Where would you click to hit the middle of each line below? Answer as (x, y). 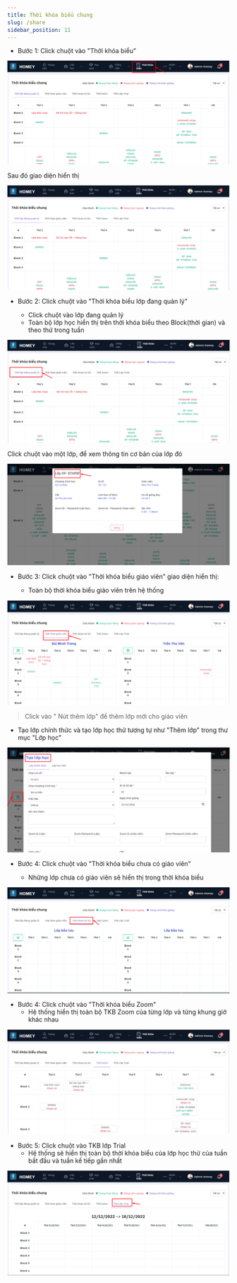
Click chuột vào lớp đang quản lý (76, 314)
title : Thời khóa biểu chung (50, 15)
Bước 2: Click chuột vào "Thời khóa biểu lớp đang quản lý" (103, 301)
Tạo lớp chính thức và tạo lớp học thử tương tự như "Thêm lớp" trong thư (123, 730)
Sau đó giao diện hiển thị (43, 176)
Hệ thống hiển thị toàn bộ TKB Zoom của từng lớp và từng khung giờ (127, 1012)
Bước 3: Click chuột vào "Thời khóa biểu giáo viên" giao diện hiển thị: (118, 576)
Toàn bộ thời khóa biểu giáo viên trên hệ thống (96, 590)
